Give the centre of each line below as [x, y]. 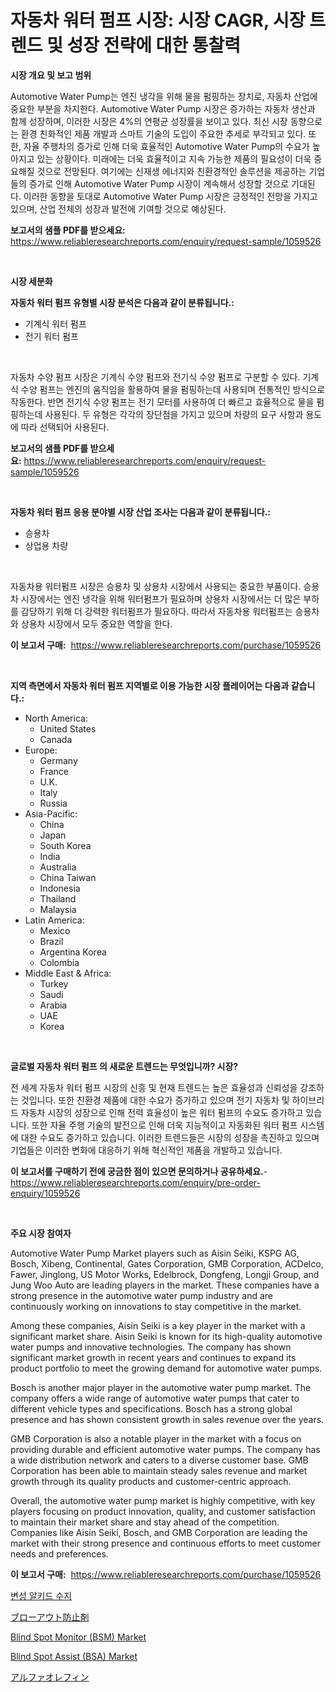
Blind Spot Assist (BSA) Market [74, 1656]
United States [68, 728]
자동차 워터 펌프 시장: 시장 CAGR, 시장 [158, 20]
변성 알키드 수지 [41, 1595]
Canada [56, 739]
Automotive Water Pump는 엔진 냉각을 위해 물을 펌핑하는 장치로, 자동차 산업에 [164, 96]
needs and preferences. [59, 1553]
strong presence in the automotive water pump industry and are [141, 1295]
